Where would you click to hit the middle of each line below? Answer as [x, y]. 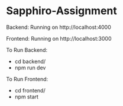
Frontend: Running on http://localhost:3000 [59, 38]
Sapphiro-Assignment [61, 11]
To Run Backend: [27, 50]
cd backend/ [30, 61]
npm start [26, 97]
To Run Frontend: [27, 79]
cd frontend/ [30, 90]
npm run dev [30, 67]
